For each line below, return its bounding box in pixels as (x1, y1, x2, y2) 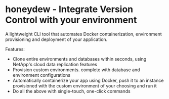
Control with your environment (5, 14, 137, 26)
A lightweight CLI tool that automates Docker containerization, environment (5, 31, 162, 37)
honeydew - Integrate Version (5, 4, 134, 15)
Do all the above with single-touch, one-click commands (12, 88, 131, 94)
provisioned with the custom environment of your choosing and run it (12, 82, 157, 89)
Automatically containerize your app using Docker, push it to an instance (12, 77, 164, 83)
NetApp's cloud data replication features (12, 61, 98, 67)
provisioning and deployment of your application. (5, 36, 108, 42)
